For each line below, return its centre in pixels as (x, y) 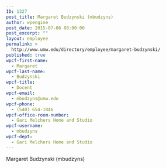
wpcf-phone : (20, 104)
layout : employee (27, 39)
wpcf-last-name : (26, 71)
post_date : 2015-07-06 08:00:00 (45, 28)
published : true (26, 55)
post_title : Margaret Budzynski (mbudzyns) (60, 17)
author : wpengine (27, 22)
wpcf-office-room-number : (37, 115)
